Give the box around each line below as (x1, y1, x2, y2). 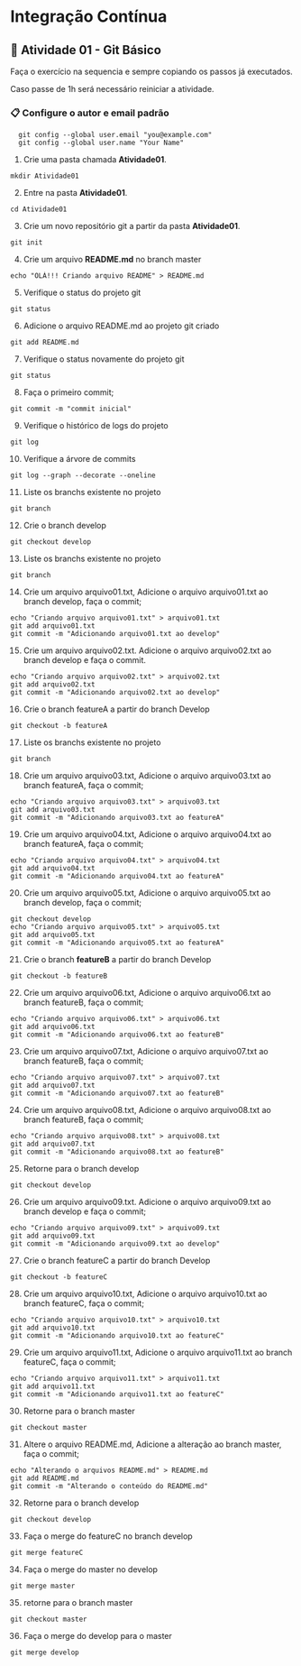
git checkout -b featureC (10, 1273, 107, 1282)
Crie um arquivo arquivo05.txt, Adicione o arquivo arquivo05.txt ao (23, 888, 271, 898)
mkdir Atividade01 (10, 171, 79, 181)
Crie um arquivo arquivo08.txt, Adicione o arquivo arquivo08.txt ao (23, 1105, 271, 1116)
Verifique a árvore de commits (23, 454, 136, 465)
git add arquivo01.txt (10, 621, 96, 631)
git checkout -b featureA (10, 722, 107, 731)
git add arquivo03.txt (10, 805, 96, 815)
